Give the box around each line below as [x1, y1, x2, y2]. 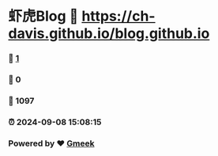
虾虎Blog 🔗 [8, 7, 79, 25]
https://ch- [81, 7, 156, 25]
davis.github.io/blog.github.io [8, 25, 210, 43]
